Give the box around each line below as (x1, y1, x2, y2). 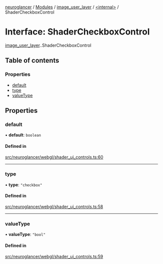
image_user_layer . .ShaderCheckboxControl (5, 42, 91, 48)
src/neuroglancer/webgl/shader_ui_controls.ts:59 (5, 253, 103, 259)
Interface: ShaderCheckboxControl (5, 26, 150, 37)
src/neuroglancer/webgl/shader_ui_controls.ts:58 (5, 204, 103, 210)
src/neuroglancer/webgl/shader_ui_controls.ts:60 (5, 154, 103, 160)
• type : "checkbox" (5, 182, 43, 188)
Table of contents (5, 56, 59, 65)
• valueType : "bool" (5, 231, 46, 237)
